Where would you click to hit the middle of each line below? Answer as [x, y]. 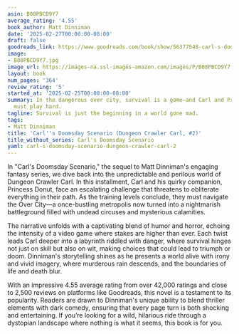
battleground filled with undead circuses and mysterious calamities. [107, 212]
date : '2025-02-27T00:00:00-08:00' [60, 34]
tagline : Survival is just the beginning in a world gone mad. [103, 113]
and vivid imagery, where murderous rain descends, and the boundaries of [117, 263]
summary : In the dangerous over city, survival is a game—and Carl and [116, 100]
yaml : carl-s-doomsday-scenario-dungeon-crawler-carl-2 [92, 147]
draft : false [27, 41]
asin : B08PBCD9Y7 [33, 14]
